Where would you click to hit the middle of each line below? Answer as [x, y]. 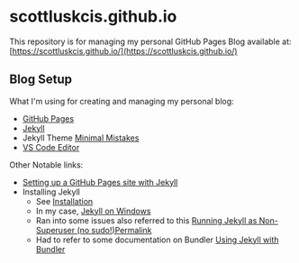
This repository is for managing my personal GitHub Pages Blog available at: [150, 41]
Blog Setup [41, 80]
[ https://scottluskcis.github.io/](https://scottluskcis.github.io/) [123, 50]
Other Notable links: [46, 165]
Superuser [55, 230]
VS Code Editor [51, 147]
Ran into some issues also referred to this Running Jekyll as [146, 220]
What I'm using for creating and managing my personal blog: [122, 101]
